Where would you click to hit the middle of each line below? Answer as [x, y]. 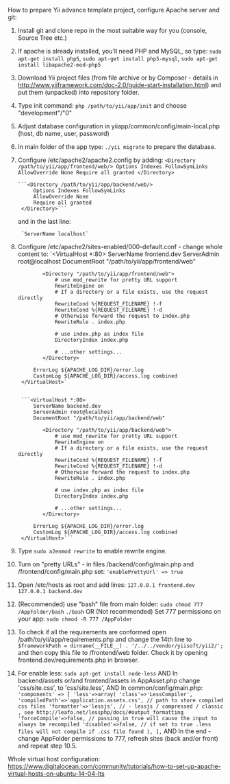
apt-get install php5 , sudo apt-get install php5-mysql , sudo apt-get [118, 58]
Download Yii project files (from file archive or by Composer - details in [118, 78]
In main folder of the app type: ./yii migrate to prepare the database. [117, 147]
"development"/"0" [45, 113]
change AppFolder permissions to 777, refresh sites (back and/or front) [118, 738]
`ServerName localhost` [55, 234]
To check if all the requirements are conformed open [92, 632]
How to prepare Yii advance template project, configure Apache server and [114, 10]
